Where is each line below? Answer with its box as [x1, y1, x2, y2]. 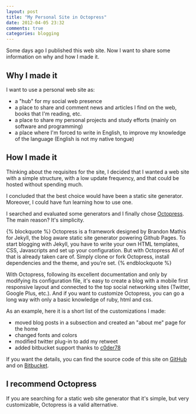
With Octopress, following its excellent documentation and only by [6, 271, 167, 278]
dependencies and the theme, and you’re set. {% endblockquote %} [6, 259, 172, 267]
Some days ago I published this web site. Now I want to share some [6, 47, 171, 54]
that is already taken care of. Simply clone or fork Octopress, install [6, 253, 169, 260]
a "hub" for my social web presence [14, 97, 102, 104]
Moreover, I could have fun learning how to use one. [6, 198, 133, 206]
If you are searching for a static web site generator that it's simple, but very [6, 394, 190, 402]
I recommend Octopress [6, 379, 97, 389]
